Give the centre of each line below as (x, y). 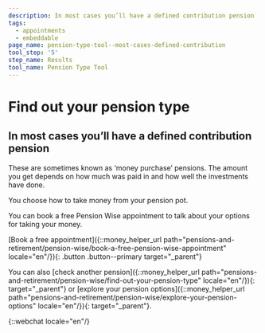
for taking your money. (45, 224)
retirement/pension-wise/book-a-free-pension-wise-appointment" (117, 248)
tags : (17, 23)
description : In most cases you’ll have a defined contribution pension (131, 16)
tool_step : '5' (33, 53)
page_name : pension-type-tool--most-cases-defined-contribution (117, 45)
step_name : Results (41, 61)
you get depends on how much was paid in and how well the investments (129, 176)
